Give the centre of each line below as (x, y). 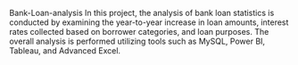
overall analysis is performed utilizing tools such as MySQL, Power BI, (137, 41)
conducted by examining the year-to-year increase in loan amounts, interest (149, 22)
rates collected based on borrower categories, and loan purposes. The (139, 32)
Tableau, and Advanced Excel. (65, 51)
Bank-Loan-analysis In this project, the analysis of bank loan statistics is (142, 13)
